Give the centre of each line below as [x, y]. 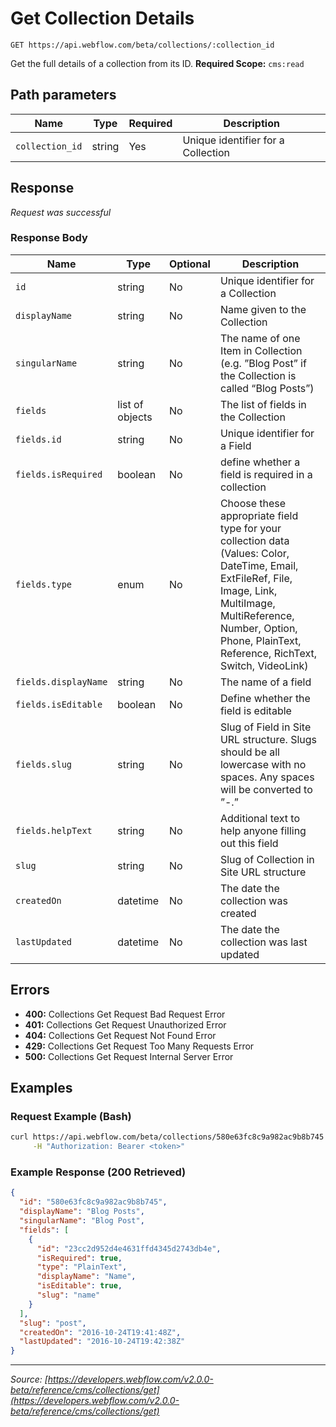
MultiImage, [247, 603]
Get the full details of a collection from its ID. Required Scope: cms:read [157, 63]
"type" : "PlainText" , [82, 1267]
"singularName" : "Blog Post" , [82, 1221]
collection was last [263, 942]
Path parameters [63, 95]
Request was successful [61, 212]
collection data [254, 540]
